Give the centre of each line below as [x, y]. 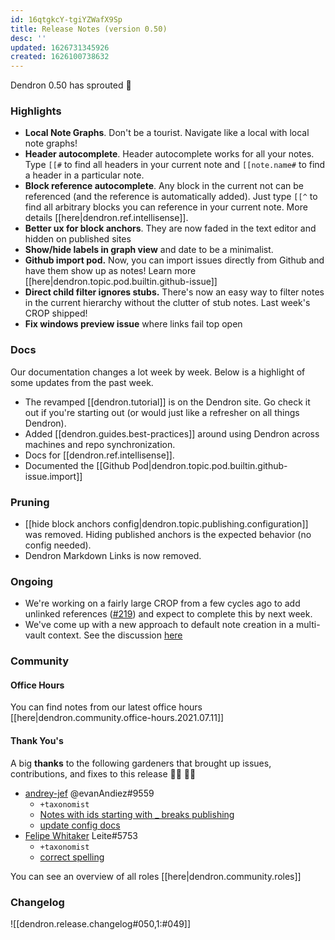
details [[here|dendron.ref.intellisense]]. [106, 218]
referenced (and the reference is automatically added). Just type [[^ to [171, 197]
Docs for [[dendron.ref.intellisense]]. [99, 455]
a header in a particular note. [84, 175]
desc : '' [28, 38]
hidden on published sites [78, 239]
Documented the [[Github [77, 465]
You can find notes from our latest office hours [106, 707]
